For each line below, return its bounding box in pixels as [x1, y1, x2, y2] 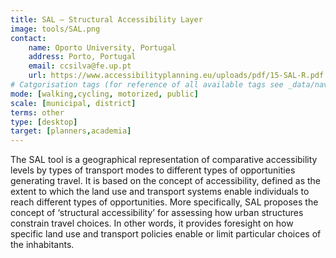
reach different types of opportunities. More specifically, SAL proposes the [10, 196, 319, 208]
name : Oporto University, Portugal [28, 42, 177, 53]
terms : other [10, 107, 65, 118]
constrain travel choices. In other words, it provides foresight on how [10, 217, 294, 230]
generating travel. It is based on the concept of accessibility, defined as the [10, 175, 321, 187]
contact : [10, 33, 47, 43]
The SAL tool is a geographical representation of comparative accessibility [10, 154, 318, 166]
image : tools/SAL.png [10, 24, 101, 34]
